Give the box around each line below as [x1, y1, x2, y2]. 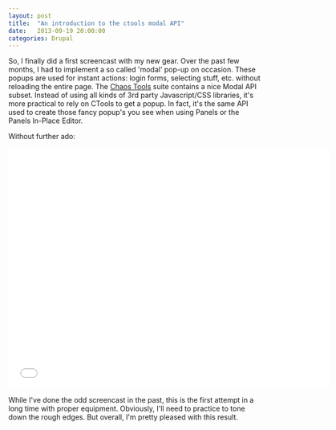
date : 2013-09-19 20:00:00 [8, 27, 106, 35]
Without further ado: [8, 132, 76, 141]
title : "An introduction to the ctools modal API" [8, 19, 184, 27]
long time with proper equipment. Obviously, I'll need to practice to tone [8, 403, 246, 414]
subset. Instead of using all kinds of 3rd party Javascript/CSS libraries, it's [8, 90, 254, 100]
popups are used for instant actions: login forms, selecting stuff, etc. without [8, 73, 261, 83]
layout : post [8, 11, 52, 20]
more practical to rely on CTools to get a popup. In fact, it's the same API [8, 99, 249, 109]
